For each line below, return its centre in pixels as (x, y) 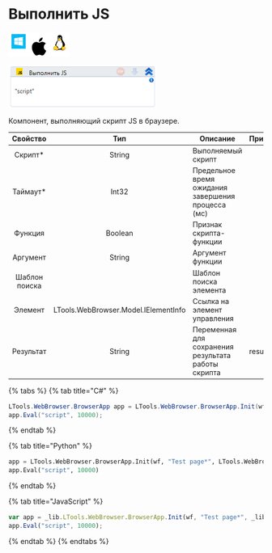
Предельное (215, 170)
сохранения (214, 347)
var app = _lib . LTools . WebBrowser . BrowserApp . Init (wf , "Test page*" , (128, 517)
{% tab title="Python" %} (51, 446)
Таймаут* (29, 192)
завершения (214, 196)
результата (212, 356)
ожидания (210, 188)
